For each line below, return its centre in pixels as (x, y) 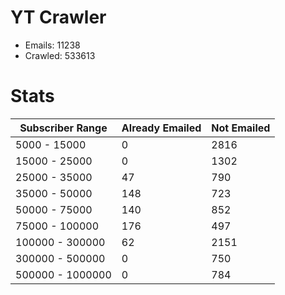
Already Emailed (161, 128)
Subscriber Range (63, 128)
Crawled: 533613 (60, 55)
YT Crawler (58, 17)
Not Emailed (241, 128)
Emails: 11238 (52, 45)
